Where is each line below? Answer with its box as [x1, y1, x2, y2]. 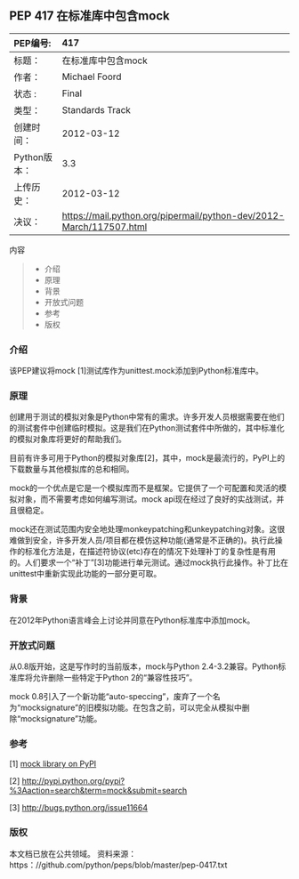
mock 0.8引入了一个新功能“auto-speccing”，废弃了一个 [9, 691, 214, 701]
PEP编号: [13, 36, 52, 49]
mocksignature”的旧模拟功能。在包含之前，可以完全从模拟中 [20, 702, 242, 713]
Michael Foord [61, 70, 122, 83]
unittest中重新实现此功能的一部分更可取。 [9, 569, 162, 579]
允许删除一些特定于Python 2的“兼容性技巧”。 [32, 673, 198, 682]
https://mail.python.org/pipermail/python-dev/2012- [61, 209, 285, 222]
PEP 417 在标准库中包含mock [9, 8, 171, 24]
